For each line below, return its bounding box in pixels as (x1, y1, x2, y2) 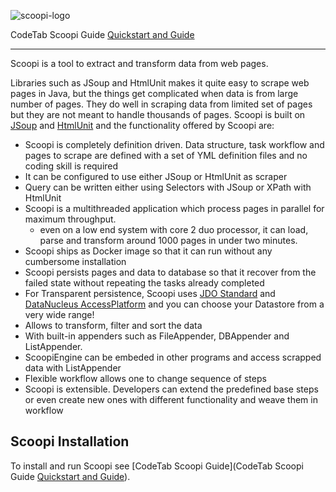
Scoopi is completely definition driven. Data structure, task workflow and (24, 139, 325, 150)
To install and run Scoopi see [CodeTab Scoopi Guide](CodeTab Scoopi (10, 460, 304, 472)
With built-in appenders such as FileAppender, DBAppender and (24, 330, 290, 342)
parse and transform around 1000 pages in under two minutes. (39, 235, 298, 246)
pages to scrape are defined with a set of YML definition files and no (24, 150, 308, 161)
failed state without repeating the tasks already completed (24, 277, 265, 289)
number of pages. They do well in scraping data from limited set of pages (10, 98, 313, 110)
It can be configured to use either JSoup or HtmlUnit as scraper (24, 171, 288, 182)
